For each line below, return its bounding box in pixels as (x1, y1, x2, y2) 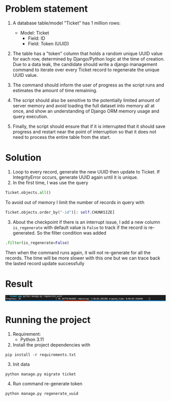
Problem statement (5, 3, 88, 15)
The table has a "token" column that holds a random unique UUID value (12, 50, 163, 56)
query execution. (12, 113, 48, 120)
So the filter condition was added (37, 230, 107, 236)
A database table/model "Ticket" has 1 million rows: (12, 20, 121, 26)
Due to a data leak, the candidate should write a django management (12, 61, 158, 67)
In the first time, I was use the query (12, 179, 89, 186)
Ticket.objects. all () (5, 190, 51, 195)
